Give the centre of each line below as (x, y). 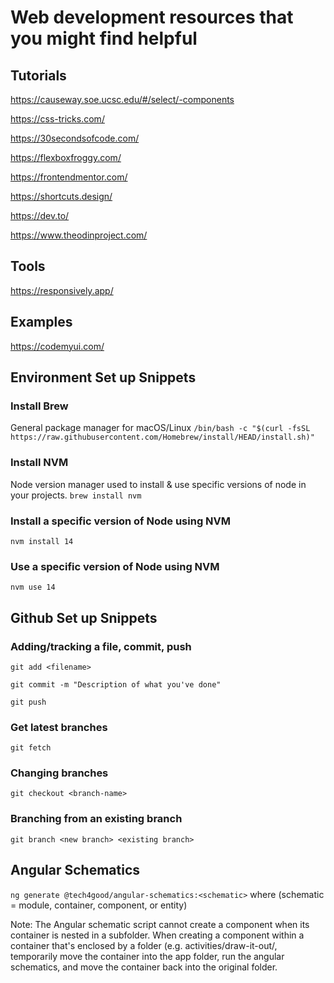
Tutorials (38, 75)
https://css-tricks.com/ (57, 119)
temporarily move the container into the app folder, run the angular (147, 956)
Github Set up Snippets (84, 617)
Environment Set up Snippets (103, 377)
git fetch (31, 748)
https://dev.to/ (40, 215)
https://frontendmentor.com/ (69, 177)
